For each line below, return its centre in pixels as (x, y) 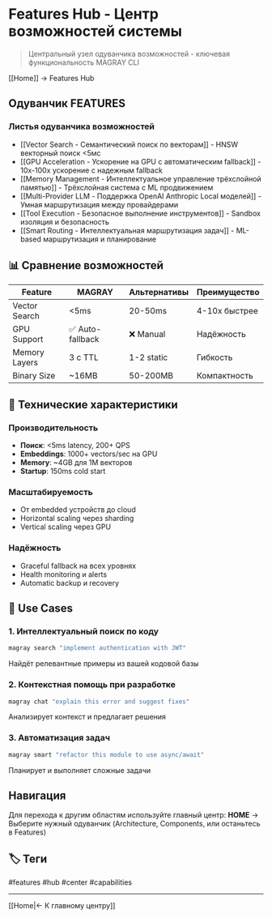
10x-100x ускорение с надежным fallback (91, 170)
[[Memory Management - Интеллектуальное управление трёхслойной (140, 178)
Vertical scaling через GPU (66, 527)
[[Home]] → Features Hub (51, 78)
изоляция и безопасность (64, 222)
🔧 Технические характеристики (93, 405)
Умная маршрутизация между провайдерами (99, 204)
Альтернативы (159, 292)
